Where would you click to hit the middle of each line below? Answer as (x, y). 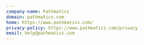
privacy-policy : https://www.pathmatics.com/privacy (72, 28)
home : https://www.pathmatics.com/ (50, 22)
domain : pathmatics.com (35, 17)
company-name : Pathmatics (38, 11)
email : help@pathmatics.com (41, 33)
